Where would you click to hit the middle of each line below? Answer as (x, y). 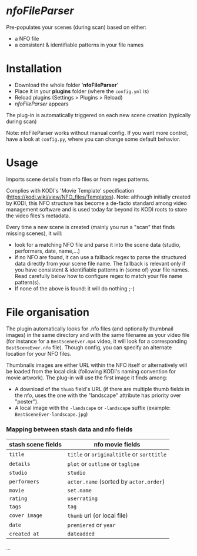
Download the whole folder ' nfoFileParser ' (66, 85)
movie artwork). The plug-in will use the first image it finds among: (87, 378)
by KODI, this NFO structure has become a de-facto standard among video (96, 203)
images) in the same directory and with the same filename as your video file (98, 335)
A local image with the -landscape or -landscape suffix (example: (93, 408)
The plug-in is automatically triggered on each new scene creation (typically (98, 115)
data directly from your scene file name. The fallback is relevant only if (100, 263)
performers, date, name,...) (47, 251)
